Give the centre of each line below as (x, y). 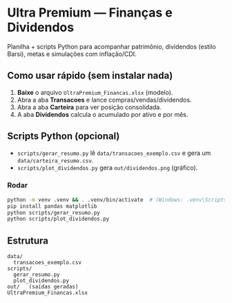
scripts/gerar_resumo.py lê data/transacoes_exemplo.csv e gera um (114, 153)
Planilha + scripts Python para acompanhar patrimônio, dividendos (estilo (112, 46)
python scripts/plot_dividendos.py (58, 219)
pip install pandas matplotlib (52, 206)
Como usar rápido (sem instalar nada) (90, 76)
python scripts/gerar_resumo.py (54, 212)
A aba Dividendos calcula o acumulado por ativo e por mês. (103, 114)
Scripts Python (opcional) (64, 136)
